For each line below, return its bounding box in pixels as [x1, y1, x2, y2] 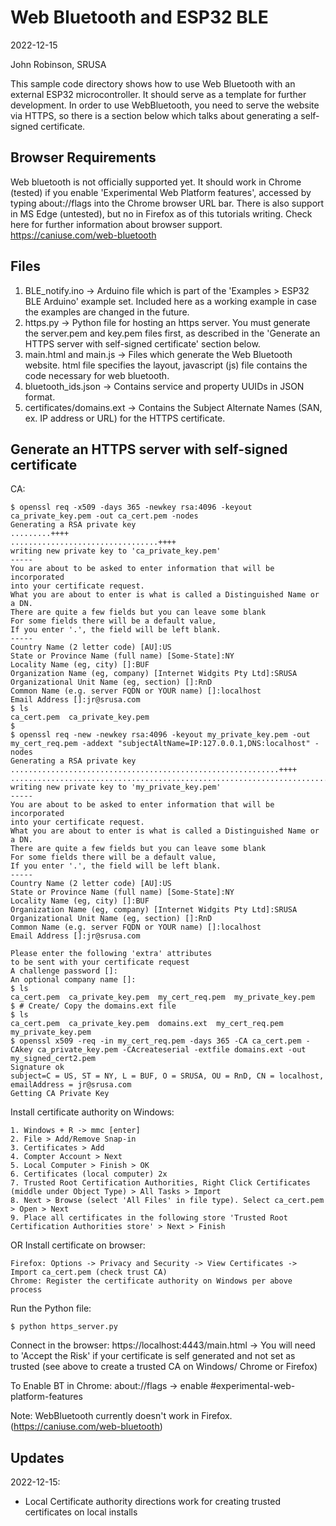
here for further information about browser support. [10, 218, 223, 230]
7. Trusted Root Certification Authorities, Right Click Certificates [10, 1178, 311, 1188]
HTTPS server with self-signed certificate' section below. [24, 337, 261, 350]
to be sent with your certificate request [10, 957, 190, 968]
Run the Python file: [10, 1302, 92, 1315]
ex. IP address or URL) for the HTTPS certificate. [24, 412, 226, 424]
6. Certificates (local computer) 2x [10, 1169, 168, 1180]
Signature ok [10, 1062, 65, 1073]
